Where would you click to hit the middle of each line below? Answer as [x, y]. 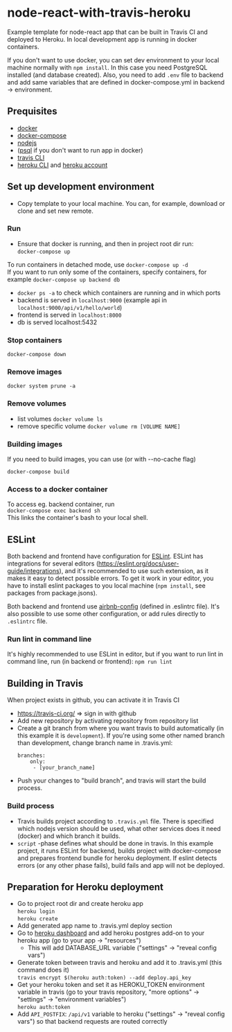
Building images [35, 444]
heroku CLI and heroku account [62, 165]
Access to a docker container [57, 489]
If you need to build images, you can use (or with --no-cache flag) [101, 460]
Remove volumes [37, 403]
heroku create [37, 919]
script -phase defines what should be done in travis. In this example [115, 843]
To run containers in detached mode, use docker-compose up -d [98, 264]
